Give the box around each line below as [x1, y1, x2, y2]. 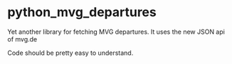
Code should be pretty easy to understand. [7, 49, 134, 57]
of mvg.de [7, 34, 38, 43]
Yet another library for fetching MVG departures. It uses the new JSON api [7, 27, 226, 36]
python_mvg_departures [7, 4, 157, 20]
